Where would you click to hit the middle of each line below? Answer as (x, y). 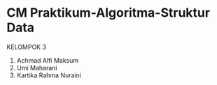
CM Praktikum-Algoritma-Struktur (108, 13)
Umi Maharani (37, 68)
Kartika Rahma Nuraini (49, 75)
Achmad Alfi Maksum (48, 60)
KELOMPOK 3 (27, 47)
